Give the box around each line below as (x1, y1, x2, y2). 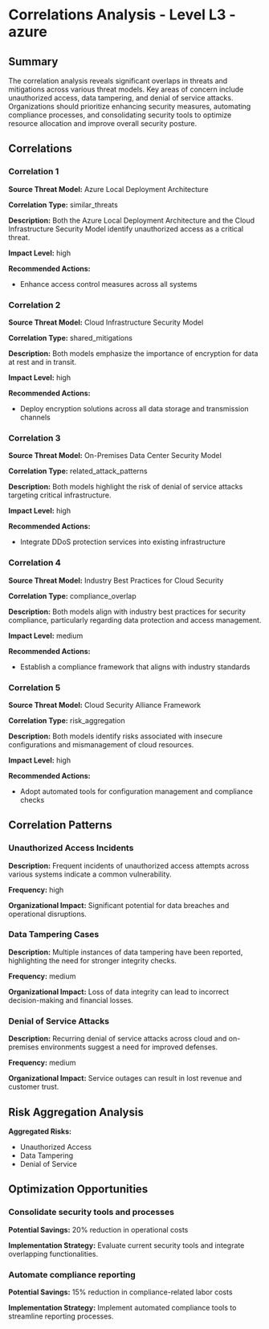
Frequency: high (8, 885, 64, 894)
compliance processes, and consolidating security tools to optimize (8, 110, 232, 120)
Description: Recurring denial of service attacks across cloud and (8, 1034, 227, 1044)
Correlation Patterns (8, 818, 112, 832)
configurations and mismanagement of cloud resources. (8, 739, 194, 749)
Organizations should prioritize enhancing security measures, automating (8, 102, 251, 111)
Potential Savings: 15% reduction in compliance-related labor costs (8, 1287, 233, 1297)
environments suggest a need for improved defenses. (40, 1042, 218, 1052)
